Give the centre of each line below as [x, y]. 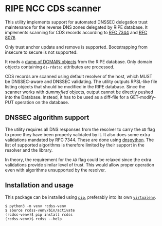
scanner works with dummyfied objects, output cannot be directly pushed [79, 92]
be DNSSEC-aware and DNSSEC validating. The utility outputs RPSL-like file [81, 82]
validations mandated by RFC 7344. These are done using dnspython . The [80, 140]
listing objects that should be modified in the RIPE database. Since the [75, 86]
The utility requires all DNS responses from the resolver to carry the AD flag [80, 129]
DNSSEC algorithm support [47, 118]
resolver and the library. [29, 150]
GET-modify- [143, 97]
